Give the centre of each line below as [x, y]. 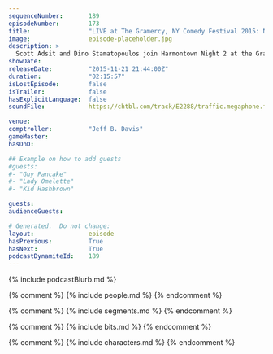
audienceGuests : [36, 212]
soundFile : [27, 107]
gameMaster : [28, 137]
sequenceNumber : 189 [54, 16]
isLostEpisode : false [58, 84]
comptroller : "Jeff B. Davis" [76, 129]
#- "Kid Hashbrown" [41, 189]
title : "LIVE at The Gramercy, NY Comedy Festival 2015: [134, 31]
